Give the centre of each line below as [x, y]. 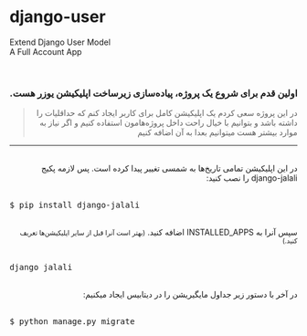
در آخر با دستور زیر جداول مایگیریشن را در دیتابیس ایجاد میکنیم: [190, 295]
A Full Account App [46, 51]
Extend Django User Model [60, 42]
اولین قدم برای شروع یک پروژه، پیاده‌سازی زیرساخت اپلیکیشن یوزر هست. [153, 93]
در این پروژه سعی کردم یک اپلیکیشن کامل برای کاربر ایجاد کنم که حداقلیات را [167, 113]
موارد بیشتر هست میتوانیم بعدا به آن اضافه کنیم [217, 132]
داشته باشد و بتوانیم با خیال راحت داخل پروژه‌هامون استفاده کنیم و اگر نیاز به [169, 123]
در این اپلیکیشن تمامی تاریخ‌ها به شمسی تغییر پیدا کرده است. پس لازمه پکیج [169, 168]
